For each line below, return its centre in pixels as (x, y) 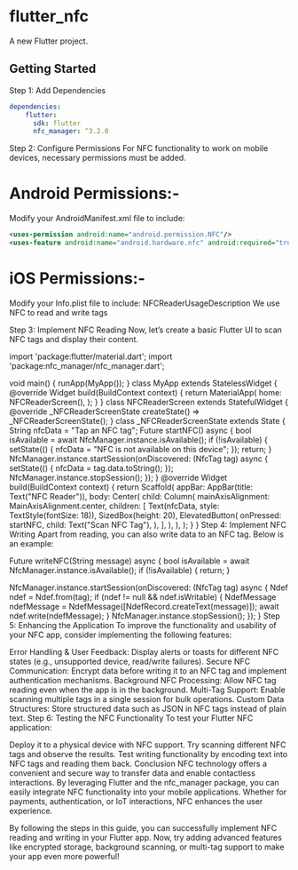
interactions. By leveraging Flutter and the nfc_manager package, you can (144, 782)
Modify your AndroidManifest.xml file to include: (97, 219)
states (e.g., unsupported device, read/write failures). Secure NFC (130, 661)
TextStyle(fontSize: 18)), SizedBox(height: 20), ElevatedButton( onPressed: (145, 515)
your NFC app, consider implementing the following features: (121, 635)
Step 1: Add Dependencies (58, 90)
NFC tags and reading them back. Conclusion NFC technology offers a (138, 763)
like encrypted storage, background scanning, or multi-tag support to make (147, 847)
